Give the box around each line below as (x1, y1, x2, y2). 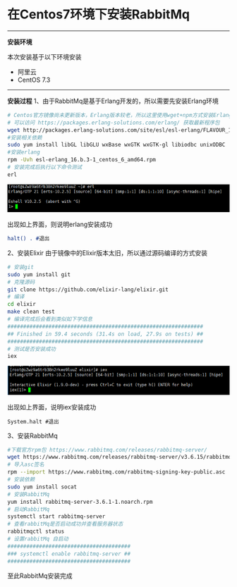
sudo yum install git (7, 271, 71, 278)
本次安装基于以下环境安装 (7, 52, 82, 61)
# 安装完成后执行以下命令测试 (7, 163, 83, 171)
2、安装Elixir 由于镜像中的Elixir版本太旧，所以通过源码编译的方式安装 (7, 248, 208, 257)
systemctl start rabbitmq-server (7, 513, 106, 520)
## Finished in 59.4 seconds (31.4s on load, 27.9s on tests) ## (7, 330, 203, 338)
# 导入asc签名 (7, 461, 44, 469)
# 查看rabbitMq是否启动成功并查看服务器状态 (7, 521, 123, 528)
